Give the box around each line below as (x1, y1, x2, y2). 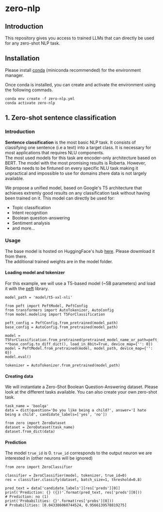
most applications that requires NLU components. (5, 149, 104, 155)
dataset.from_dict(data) (5, 429, 55, 434)
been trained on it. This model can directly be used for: (5, 195, 115, 201)
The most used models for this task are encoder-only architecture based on (5, 155, 157, 161)
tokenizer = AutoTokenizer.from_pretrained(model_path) (5, 363, 120, 368)
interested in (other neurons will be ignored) (5, 455, 93, 461)
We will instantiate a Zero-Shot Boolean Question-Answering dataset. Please (5, 384, 158, 390)
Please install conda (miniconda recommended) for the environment (5, 67, 141, 73)
